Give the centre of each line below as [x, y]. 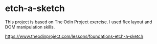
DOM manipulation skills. [30, 27]
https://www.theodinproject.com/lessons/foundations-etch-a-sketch [74, 36]
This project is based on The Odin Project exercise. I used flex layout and [79, 22]
